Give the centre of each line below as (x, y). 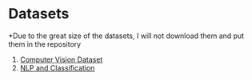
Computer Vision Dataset (61, 59)
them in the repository (45, 44)
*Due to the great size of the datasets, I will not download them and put (126, 36)
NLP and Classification (57, 67)
